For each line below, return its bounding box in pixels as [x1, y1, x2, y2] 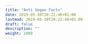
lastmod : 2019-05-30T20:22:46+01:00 [5, 17, 83, 22]
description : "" [5, 26, 40, 31]
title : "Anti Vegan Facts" [5, 7, 63, 13]
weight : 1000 [5, 31, 33, 36]
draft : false [5, 21, 33, 27]
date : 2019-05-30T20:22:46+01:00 [5, 12, 76, 17]
